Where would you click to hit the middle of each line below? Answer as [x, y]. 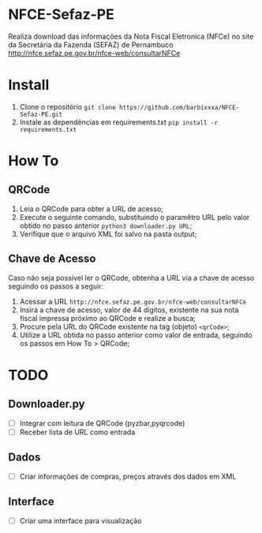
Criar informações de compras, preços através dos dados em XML [128, 476]
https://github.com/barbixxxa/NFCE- [180, 107]
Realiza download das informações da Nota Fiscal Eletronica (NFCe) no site [131, 36]
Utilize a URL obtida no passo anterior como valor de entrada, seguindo [136, 335]
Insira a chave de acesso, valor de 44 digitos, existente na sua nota [129, 310]
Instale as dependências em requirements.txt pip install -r [119, 122]
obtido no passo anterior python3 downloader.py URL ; [106, 225]
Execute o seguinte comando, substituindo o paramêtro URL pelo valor [135, 217]
